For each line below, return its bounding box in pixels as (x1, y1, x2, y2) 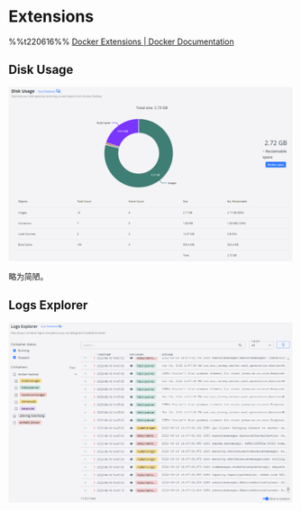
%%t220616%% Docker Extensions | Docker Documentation (8, 36, 235, 47)
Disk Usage (8, 62, 74, 78)
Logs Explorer (8, 297, 88, 313)
